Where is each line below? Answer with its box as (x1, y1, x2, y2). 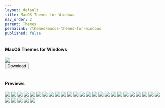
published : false (5, 31, 41, 36)
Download (7, 63, 26, 69)
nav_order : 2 (5, 17, 32, 22)
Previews (5, 80, 25, 86)
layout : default (5, 7, 39, 13)
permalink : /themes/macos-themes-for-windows (5, 26, 101, 31)
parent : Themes (5, 21, 37, 27)
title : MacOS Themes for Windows (5, 12, 75, 17)
